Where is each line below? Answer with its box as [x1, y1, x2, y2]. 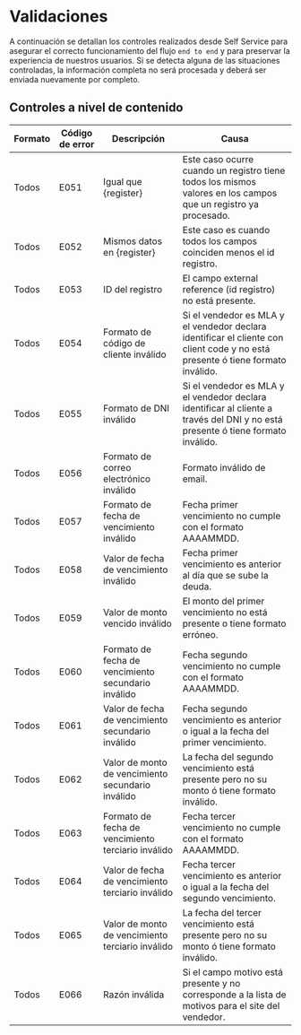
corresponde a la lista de [182, 988, 287, 1001]
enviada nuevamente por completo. [9, 74, 141, 84]
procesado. [182, 209, 230, 222]
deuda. [182, 580, 212, 593]
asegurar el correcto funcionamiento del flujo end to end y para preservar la [9, 45, 291, 56]
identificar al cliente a [182, 402, 273, 414]
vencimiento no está [182, 605, 268, 618]
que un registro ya [182, 197, 260, 210]
